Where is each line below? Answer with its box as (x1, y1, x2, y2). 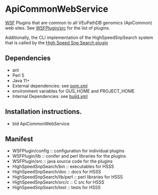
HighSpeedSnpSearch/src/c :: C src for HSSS (12, 179, 104, 185)
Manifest (5, 134, 33, 143)
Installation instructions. (5, 107, 82, 116)
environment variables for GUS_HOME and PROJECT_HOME (12, 88, 135, 94)
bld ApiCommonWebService (12, 121, 70, 127)
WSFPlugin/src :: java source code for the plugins (12, 159, 113, 164)
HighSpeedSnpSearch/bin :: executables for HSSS (12, 163, 114, 169)
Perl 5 (12, 72, 25, 78)
